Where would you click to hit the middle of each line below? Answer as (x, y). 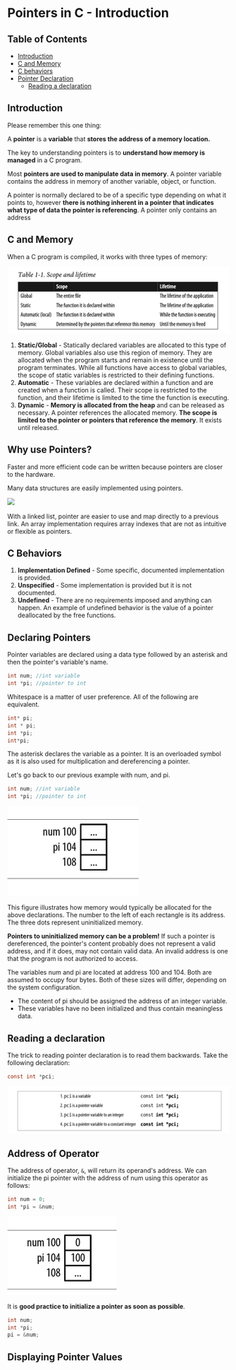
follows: (19, 1185)
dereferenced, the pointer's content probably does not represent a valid (112, 943)
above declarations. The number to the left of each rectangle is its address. (116, 915)
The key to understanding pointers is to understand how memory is (106, 153)
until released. (38, 427)
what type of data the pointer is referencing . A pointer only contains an (112, 210)
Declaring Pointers (49, 637)
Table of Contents (48, 39)
